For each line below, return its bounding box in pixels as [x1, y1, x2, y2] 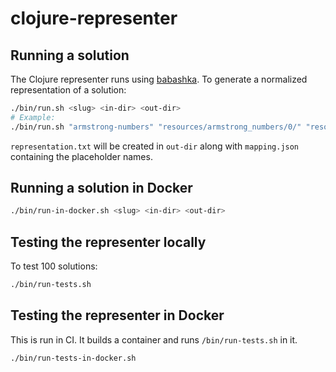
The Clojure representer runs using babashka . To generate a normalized [10, 73, 308, 85]
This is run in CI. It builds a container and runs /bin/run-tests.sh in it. [10, 333, 298, 346]
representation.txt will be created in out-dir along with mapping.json [10, 140, 300, 152]
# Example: [10, 112, 56, 122]
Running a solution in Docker [10, 180, 193, 197]
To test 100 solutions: [10, 260, 98, 272]
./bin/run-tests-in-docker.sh [10, 353, 137, 363]
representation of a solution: [10, 84, 127, 96]
